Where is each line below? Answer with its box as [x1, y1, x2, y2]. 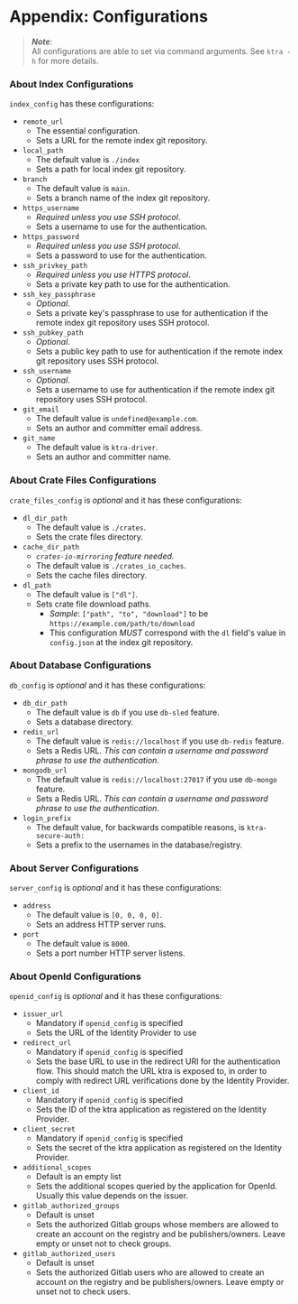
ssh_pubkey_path [22, 328, 84, 338]
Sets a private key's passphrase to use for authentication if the [35, 308, 268, 319]
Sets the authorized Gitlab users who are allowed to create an [35, 1267, 265, 1278]
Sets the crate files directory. [35, 531, 144, 542]
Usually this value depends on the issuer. [35, 1190, 189, 1201]
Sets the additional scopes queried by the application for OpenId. [35, 1180, 277, 1192]
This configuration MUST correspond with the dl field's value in [49, 627, 286, 638]
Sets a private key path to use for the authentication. [35, 279, 231, 290]
